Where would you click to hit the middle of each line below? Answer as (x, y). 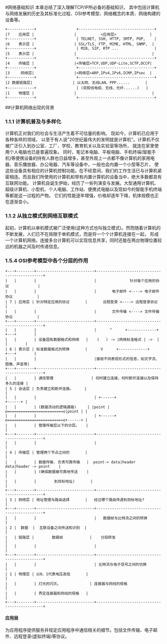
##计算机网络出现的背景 (30, 107)
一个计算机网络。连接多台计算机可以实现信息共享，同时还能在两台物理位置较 (83, 240)
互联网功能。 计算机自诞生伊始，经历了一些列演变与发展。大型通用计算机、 (82, 183)
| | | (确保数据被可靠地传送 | (47, 472)
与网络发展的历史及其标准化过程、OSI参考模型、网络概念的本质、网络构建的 (83, 13)
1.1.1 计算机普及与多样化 (33, 121)
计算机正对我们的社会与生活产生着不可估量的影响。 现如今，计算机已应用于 (82, 133)
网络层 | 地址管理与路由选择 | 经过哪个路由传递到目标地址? (81, 500)
